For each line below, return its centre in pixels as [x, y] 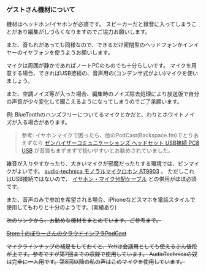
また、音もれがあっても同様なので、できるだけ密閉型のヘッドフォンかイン [100, 45]
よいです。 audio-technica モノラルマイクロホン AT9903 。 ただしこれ [106, 171]
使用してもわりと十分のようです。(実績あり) [62, 207]
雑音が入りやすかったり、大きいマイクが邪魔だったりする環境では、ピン [97, 164]
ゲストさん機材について [41, 9]
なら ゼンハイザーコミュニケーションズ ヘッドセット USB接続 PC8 [116, 143]
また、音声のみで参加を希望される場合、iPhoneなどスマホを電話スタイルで [101, 200]
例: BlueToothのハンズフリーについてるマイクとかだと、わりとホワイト [95, 115]
